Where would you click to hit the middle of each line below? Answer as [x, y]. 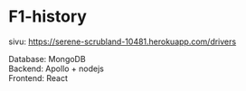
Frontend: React [38, 77]
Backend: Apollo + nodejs [57, 68]
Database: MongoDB [47, 59]
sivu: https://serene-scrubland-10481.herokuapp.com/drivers [123, 41]
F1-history [48, 17]
